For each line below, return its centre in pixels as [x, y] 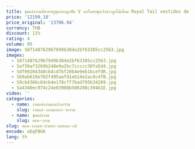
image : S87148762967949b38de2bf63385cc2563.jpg [65, 50]
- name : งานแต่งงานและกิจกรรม [41, 104]
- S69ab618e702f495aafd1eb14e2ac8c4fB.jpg [64, 77]
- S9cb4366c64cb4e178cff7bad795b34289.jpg [64, 83]
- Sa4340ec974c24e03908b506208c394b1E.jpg [64, 88]
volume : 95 [19, 45]
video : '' [18, 93]
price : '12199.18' [28, 17]
